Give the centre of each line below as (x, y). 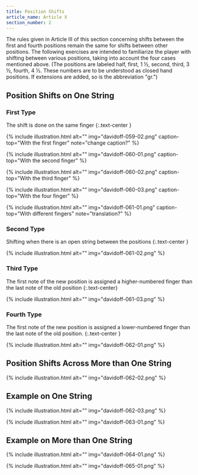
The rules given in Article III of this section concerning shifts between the (95, 40)
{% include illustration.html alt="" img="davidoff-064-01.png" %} (86, 454)
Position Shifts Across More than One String (89, 363)
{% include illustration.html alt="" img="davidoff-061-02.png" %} (86, 253)
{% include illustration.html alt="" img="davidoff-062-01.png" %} (86, 345)
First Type (21, 112)
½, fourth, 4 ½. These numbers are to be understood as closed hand (89, 71)
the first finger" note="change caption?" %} (86, 143)
